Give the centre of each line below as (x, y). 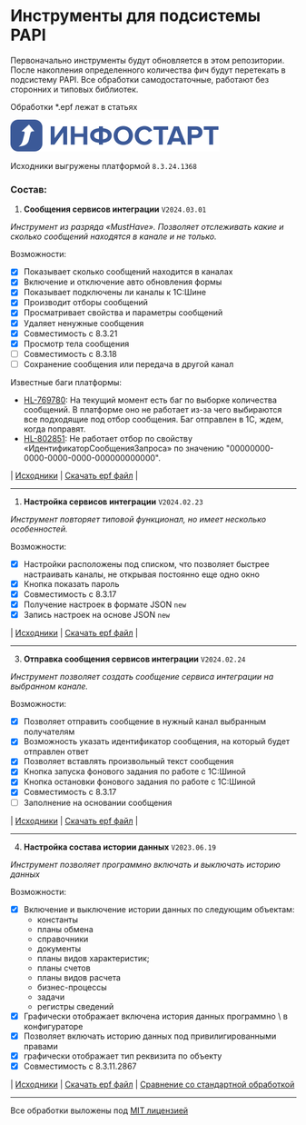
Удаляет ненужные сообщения (84, 323)
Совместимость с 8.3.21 (70, 334)
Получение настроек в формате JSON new (105, 604)
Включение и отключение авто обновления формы (123, 282)
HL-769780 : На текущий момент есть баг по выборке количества (150, 400)
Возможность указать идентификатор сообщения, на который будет (156, 742)
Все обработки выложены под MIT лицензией (99, 1110)
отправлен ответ (56, 752)
